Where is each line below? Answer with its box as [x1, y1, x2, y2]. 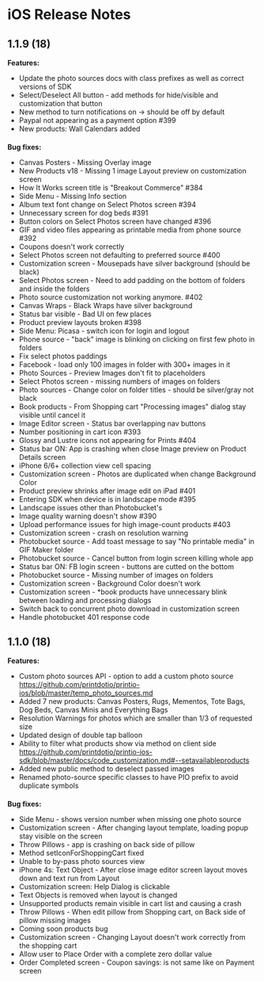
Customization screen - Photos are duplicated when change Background [18, 469, 256, 479]
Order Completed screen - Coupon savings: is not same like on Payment [18, 957, 255, 967]
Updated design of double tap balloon [18, 731, 143, 740]
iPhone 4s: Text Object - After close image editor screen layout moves [18, 865, 248, 874]
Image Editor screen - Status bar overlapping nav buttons [18, 418, 206, 428]
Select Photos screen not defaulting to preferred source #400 [18, 250, 221, 259]
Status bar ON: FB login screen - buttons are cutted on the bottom [18, 561, 235, 571]
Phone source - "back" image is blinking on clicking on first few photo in [18, 334, 255, 344]
